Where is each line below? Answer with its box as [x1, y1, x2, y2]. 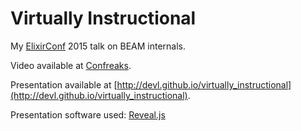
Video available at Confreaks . [10, 59, 132, 71]
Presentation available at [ [10, 78, 118, 91]
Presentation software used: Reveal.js [10, 108, 166, 121]
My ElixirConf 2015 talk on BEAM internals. [10, 40, 187, 52]
